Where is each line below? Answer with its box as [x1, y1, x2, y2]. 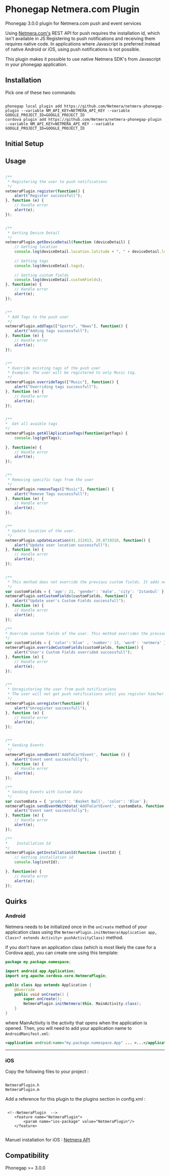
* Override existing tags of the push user [7, 366, 101, 371]
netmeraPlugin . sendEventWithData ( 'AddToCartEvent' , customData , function [5, 803, 164, 808]
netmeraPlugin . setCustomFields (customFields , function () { [5, 594, 133, 599]
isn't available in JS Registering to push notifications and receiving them [5, 35, 155, 41]
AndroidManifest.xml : [5, 1030, 50, 1036]
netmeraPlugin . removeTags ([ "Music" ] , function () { [5, 486, 114, 491]
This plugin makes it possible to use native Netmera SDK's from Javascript [5, 56, 161, 62]
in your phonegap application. [5, 61, 68, 67]
